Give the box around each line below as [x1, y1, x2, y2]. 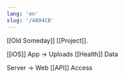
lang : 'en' [6, 10, 39, 18]
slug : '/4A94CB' [6, 17, 54, 24]
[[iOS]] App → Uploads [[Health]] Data [6, 50, 119, 58]
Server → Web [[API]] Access [6, 63, 93, 72]
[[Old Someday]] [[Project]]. [6, 36, 88, 44]
